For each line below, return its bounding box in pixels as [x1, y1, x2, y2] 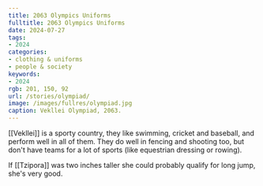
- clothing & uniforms [8, 56, 83, 64]
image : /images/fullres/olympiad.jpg [8, 99, 133, 107]
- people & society [8, 63, 73, 71]
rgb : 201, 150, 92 [8, 84, 69, 93]
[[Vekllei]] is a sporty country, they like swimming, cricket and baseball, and [8, 128, 255, 138]
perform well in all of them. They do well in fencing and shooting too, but [8, 137, 245, 146]
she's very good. [8, 169, 63, 178]
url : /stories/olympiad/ [8, 92, 90, 100]
